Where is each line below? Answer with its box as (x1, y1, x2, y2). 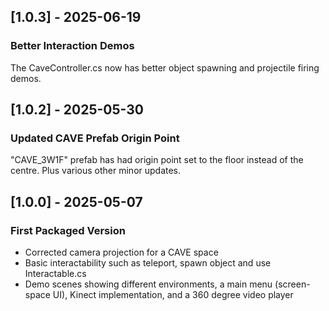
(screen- (274, 278, 311, 290)
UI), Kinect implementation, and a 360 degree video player (52, 289, 294, 301)
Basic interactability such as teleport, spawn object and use (24, 257, 272, 269)
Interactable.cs (24, 268, 87, 280)
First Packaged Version (10, 223, 126, 237)
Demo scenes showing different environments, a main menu (24, 278, 273, 290)
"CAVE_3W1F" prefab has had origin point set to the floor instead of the (10, 154, 304, 166)
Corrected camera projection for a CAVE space (24, 246, 219, 259)
